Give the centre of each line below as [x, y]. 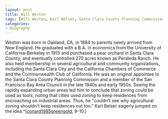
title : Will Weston [25, 14]
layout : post [19, 10]
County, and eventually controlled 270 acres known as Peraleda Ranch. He [82, 58]
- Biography [17, 28]
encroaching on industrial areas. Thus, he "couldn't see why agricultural [79, 101]
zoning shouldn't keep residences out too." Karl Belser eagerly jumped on [81, 106]
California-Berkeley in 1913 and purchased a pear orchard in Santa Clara [79, 53]
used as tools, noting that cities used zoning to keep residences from [76, 96]
